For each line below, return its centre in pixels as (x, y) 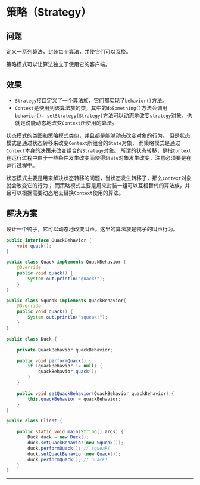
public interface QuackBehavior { (49, 240)
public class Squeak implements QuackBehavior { (66, 301)
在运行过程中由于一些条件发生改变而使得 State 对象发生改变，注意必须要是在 (99, 157)
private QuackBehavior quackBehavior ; (65, 350)
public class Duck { (32, 339)
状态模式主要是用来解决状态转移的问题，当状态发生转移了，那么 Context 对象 (99, 178)
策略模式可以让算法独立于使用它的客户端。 (58, 64)
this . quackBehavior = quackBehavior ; (74, 399)
